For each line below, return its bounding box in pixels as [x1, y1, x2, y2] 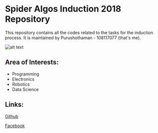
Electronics [12, 76, 35, 82]
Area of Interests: [5, 58, 59, 66]
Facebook [5, 122, 25, 129]
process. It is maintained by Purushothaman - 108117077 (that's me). [5, 35, 141, 41]
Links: [5, 101, 24, 109]
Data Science [12, 86, 39, 92]
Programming [12, 71, 40, 77]
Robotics [12, 81, 30, 87]
